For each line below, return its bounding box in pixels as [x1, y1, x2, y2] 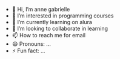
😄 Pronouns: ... [12, 40, 52, 48]
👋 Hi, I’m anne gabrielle [12, 6, 70, 13]
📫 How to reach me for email [12, 32, 86, 39]
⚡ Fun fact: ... [12, 47, 45, 54]
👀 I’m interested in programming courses [12, 12, 114, 19]
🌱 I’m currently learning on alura [12, 19, 93, 25]
